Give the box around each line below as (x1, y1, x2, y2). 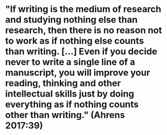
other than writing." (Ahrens (5, 110, 125, 121)
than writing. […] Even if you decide (5, 46, 157, 57)
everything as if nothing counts (5, 99, 139, 110)
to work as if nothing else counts (5, 35, 144, 47)
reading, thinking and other (5, 78, 121, 89)
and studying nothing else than (5, 14, 138, 25)
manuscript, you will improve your (5, 67, 150, 78)
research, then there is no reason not (5, 25, 162, 36)
